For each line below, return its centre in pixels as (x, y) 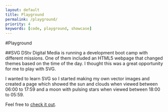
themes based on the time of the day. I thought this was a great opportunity (84, 64)
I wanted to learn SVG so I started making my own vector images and (77, 79)
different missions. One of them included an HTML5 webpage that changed (84, 58)
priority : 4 (18, 24)
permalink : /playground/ (31, 19)
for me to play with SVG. (31, 69)
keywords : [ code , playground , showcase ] (49, 29)
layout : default (22, 10)
